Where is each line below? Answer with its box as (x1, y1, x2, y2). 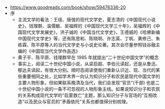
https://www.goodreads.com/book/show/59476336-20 (10, 5, 126, 10)
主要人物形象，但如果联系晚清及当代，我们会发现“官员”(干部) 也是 (17, 80, 156, 85)
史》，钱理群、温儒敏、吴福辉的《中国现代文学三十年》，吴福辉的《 (17, 23, 156, 29)
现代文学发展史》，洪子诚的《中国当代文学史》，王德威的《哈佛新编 (22, 29, 160, 35)
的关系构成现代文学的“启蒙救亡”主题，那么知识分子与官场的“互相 (17, 92, 153, 98)
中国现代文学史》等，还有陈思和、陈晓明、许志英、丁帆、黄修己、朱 (17, 35, 160, 41)
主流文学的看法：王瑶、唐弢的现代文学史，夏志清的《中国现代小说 (17, 17, 156, 22)
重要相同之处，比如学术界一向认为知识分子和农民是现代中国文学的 (22, 73, 160, 79)
